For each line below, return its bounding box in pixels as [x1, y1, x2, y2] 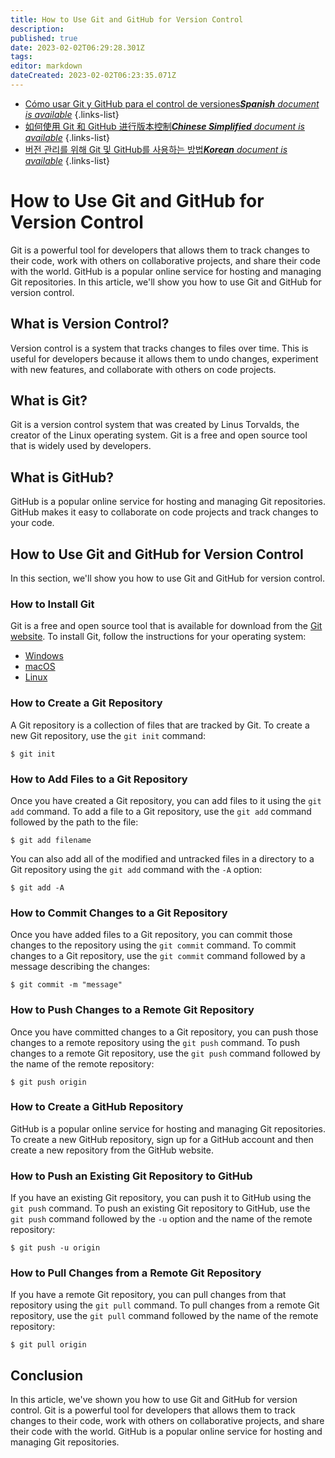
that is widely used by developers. [10, 440, 152, 452]
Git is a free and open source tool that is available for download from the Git [10, 620, 323, 632]
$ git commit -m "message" [10, 980, 123, 990]
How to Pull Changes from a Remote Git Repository [10, 1266, 262, 1280]
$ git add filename [10, 835, 92, 845]
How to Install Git [10, 597, 95, 611]
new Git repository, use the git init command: [10, 729, 207, 741]
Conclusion [10, 1367, 84, 1384]
